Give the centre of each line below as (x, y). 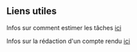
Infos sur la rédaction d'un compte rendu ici (68, 41)
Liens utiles (32, 11)
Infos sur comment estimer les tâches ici (64, 27)
